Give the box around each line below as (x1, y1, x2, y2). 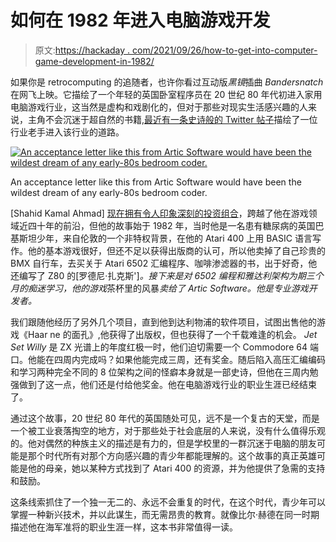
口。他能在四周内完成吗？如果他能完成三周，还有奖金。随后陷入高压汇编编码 (10, 353, 326, 365)
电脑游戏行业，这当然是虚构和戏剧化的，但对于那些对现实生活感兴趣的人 (10, 101, 308, 113)
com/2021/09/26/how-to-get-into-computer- (132, 44, 318, 56)
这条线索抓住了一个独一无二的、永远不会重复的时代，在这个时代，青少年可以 (10, 496, 326, 508)
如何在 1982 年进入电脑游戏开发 (10, 9, 271, 32)
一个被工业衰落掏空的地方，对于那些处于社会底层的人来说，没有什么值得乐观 (10, 424, 326, 436)
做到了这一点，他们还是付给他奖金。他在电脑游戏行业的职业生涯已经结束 (18, 378, 317, 390)
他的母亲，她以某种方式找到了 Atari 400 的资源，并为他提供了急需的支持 (27, 462, 326, 474)
